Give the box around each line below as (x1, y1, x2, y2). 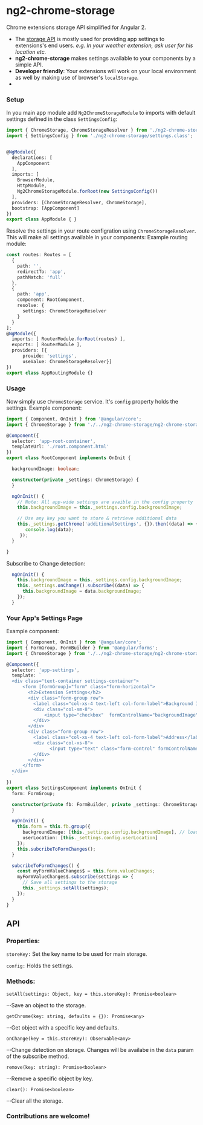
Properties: (6, 936, 40, 945)
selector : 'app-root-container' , (11, 438, 96, 444)
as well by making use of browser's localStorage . (14, 74, 139, 81)
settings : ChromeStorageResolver (22, 308, 107, 314)
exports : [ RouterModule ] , (11, 342, 83, 348)
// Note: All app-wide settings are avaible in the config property (17, 499, 193, 505)
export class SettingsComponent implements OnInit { (6, 785, 142, 791)
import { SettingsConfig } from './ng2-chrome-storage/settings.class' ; (6, 133, 193, 139)
